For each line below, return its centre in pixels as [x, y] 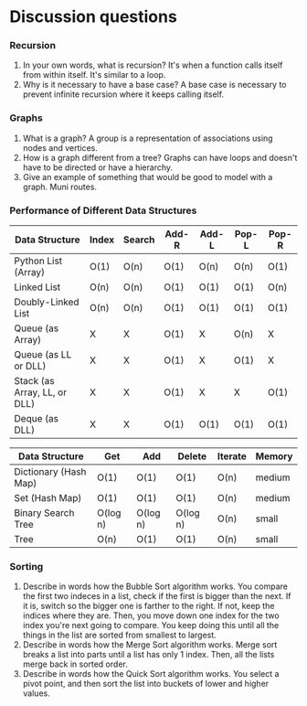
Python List [38, 261]
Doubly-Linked [47, 302]
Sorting [26, 567]
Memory [274, 456]
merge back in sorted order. [75, 664]
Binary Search [44, 513]
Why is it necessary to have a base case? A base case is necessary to [154, 85]
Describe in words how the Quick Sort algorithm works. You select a [151, 674]
